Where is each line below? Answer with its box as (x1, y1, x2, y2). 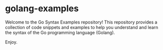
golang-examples (5, 3, 79, 14)
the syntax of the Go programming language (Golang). (5, 29, 115, 35)
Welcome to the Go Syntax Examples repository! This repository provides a (5, 19, 158, 25)
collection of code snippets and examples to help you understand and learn (5, 24, 159, 30)
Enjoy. (5, 39, 18, 45)
